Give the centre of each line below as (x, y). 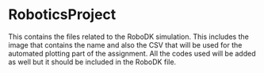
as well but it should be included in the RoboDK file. (92, 62)
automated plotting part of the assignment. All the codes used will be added (132, 53)
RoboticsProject (62, 15)
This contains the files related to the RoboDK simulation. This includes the (129, 36)
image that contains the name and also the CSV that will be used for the (125, 44)
